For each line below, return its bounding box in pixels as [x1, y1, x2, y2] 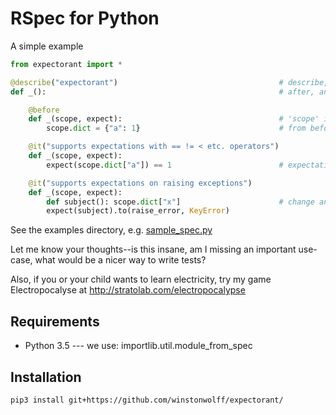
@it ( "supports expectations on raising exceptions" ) [28, 178, 253, 188]
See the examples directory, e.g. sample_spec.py [10, 224, 213, 236]
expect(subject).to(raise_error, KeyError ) [46, 206, 230, 216]
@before [28, 105, 60, 115]
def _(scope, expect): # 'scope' [28, 114, 320, 124]
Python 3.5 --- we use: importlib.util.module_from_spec [24, 340, 253, 352]
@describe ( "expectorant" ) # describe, [10, 77, 329, 87]
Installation [10, 368, 82, 386]
